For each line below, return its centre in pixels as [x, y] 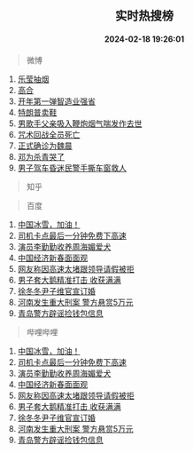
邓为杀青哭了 [41, 156]
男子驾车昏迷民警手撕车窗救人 [72, 168]
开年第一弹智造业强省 [56, 101]
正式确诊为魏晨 [45, 146]
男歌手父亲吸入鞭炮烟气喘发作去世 [80, 123]
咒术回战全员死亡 [49, 134]
